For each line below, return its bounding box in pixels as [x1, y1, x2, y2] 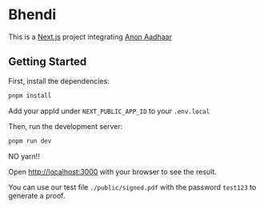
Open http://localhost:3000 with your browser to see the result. [8, 167, 218, 176]
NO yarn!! [8, 151, 40, 161]
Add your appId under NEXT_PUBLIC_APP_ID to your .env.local [8, 106, 210, 116]
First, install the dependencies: [8, 76, 110, 85]
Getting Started [8, 55, 87, 69]
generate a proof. [8, 190, 66, 200]
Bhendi [8, 6, 57, 24]
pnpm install [8, 92, 52, 100]
